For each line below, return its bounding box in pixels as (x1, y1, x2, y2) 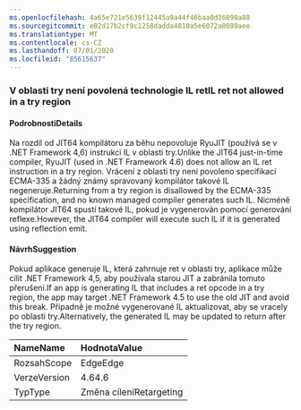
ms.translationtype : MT (9, 30, 99, 38)
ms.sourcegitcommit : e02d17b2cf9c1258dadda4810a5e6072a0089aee (9, 21, 251, 30)
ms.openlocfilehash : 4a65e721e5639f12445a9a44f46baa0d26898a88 (9, 13, 251, 22)
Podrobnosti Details (9, 117, 83, 128)
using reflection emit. (9, 223, 88, 234)
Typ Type (13, 386, 51, 398)
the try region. (9, 320, 62, 331)
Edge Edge (80, 357, 125, 370)
